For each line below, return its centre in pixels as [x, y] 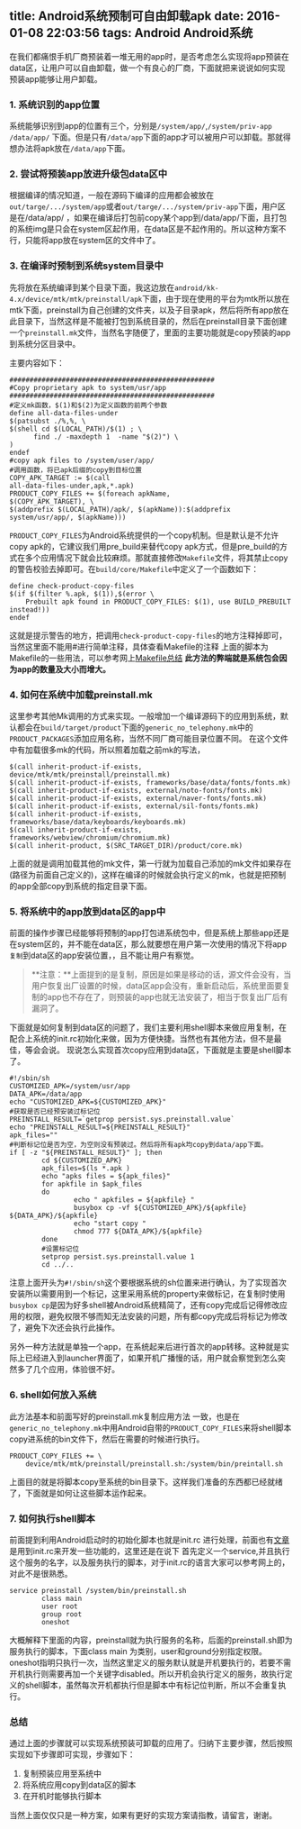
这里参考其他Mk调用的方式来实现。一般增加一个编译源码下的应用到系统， [145, 716]
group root [62, 1614]
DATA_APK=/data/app [46, 1094]
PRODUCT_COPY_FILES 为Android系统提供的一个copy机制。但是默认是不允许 [144, 535]
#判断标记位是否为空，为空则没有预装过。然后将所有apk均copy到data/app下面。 [138, 1145]
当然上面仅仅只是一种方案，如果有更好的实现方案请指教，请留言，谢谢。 [143, 1815]
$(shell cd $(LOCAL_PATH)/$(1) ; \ [76, 429]
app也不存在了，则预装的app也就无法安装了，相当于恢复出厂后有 [168, 997]
